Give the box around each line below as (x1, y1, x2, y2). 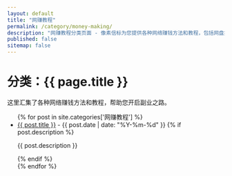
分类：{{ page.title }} (7, 74, 129, 90)
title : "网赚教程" (7, 17, 57, 23)
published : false (7, 36, 57, 43)
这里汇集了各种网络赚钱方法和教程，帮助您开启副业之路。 (7, 98, 171, 106)
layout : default (7, 10, 54, 17)
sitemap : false (7, 42, 51, 49)
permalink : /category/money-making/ (7, 23, 113, 30)
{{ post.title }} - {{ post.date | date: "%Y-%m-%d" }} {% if (17, 120, 182, 128)
